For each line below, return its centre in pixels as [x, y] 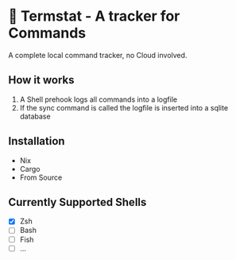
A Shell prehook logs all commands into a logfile [98, 99]
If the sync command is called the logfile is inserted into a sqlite [124, 107]
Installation [37, 141]
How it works [41, 80]
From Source [41, 177]
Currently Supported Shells [77, 202]
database [35, 116]
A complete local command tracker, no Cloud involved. [98, 55]
